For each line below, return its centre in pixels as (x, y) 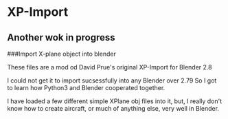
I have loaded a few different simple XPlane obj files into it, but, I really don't (115, 101)
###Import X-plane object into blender (62, 54)
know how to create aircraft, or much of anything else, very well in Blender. (113, 108)
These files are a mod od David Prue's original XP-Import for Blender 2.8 (110, 67)
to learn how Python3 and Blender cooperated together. (86, 88)
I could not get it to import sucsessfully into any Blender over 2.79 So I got (112, 80)
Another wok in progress (61, 37)
